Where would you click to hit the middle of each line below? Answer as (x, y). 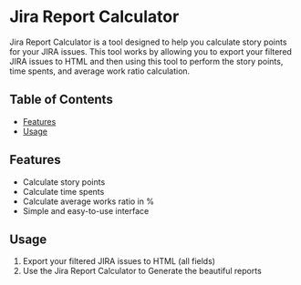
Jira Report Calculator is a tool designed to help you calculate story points (148, 42)
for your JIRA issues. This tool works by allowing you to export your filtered (150, 51)
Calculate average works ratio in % (88, 201)
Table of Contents (62, 100)
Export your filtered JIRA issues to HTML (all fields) (119, 261)
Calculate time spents (63, 191)
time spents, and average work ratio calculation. (100, 71)
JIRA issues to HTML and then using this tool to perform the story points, (146, 61)
